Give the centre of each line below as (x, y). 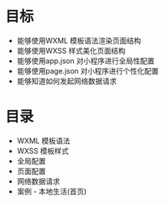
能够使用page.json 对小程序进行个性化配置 (88, 70)
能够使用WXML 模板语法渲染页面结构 (79, 40)
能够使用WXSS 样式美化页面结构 (71, 50)
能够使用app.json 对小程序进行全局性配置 (86, 61)
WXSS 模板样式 (43, 151)
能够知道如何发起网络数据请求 (66, 81)
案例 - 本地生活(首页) (52, 191)
